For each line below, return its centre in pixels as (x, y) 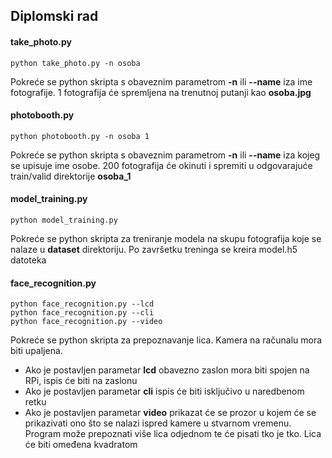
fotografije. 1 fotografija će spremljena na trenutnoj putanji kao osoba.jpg (161, 92)
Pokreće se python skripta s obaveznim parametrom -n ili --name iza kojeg (165, 155)
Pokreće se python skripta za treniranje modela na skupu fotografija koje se (166, 238)
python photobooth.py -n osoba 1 (80, 136)
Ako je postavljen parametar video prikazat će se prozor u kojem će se (170, 413)
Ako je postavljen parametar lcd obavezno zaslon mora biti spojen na (167, 370)
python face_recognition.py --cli (82, 313)
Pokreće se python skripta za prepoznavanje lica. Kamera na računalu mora (166, 340)
